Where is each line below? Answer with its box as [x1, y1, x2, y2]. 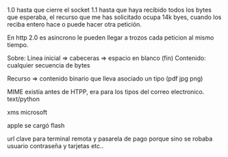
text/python [7, 95, 40, 103]
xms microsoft [7, 109, 48, 116]
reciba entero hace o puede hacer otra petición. [7, 20, 142, 28]
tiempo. [7, 41, 29, 48]
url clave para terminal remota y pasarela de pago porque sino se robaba [7, 134, 213, 143]
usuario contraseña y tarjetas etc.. [7, 142, 104, 149]
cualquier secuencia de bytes [7, 61, 90, 69]
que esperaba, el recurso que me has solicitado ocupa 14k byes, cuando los [7, 13, 222, 21]
